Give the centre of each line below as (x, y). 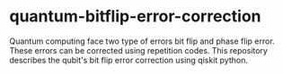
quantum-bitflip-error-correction (135, 16)
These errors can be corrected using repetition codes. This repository (138, 50)
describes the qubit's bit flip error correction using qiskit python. (129, 60)
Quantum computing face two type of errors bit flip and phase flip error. (142, 41)
